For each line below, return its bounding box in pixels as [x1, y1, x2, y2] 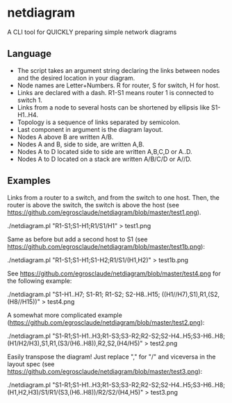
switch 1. [17, 96, 43, 104]
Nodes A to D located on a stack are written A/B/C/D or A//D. [17, 155, 192, 163]
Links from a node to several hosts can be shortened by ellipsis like [17, 103, 210, 112]
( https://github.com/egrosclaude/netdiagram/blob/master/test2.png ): [7, 318, 205, 327]
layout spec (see [7, 359, 55, 368]
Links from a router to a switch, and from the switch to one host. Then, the [7, 193, 220, 202]
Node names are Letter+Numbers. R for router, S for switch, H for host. [17, 81, 220, 89]
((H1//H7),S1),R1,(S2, [161, 290, 220, 298]
